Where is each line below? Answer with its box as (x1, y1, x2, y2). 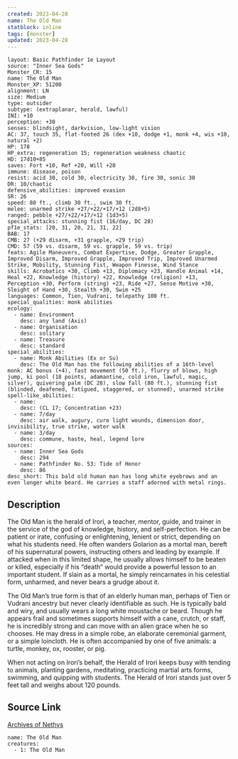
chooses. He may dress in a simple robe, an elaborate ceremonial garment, (7, 629, 227, 637)
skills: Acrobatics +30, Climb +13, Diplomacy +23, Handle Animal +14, (7, 268, 224, 275)
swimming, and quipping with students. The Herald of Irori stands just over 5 (7, 673, 232, 682)
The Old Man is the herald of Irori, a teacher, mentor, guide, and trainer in (7, 517, 222, 526)
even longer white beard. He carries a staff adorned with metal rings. (7, 479, 227, 487)
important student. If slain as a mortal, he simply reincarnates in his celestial (7, 570, 229, 578)
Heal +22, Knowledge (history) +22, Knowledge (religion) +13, (7, 274, 199, 281)
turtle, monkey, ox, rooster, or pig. (7, 644, 107, 652)
